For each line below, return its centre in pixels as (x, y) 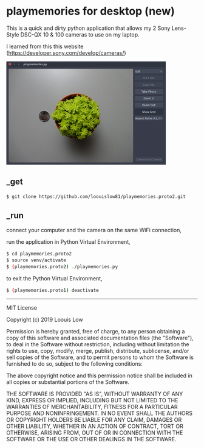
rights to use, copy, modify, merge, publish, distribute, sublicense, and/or (98, 350)
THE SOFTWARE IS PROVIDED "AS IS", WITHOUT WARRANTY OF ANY (95, 394)
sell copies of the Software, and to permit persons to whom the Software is (100, 357)
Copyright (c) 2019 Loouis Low (45, 319)
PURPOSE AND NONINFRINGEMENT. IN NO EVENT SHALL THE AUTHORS (100, 413)
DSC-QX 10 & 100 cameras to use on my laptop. (80, 34)
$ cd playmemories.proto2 (39, 254)
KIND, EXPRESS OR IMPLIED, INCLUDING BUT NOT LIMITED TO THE (92, 400)
